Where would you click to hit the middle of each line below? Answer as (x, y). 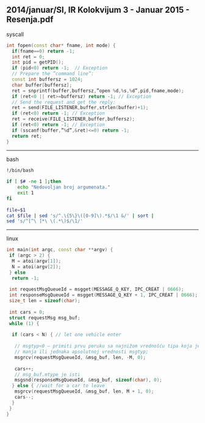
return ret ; (27, 136)
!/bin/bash (20, 170)
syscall (15, 34)
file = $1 (16, 210)
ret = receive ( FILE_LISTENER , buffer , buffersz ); (74, 119)
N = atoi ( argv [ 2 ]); (37, 267)
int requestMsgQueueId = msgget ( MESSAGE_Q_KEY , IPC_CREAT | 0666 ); (96, 290)
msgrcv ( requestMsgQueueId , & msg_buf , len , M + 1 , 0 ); (84, 392)
